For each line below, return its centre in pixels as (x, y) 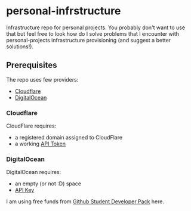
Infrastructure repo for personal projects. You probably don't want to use (96, 27)
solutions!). (20, 46)
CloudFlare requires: (31, 126)
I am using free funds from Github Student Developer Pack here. (85, 201)
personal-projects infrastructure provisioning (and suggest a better (89, 40)
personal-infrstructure (64, 11)
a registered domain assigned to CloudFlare (69, 138)
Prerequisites (32, 65)
